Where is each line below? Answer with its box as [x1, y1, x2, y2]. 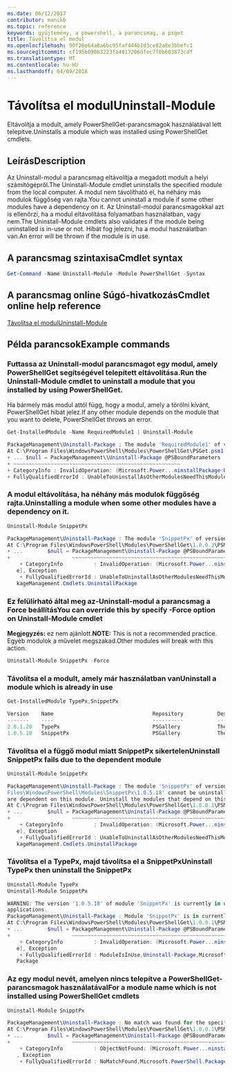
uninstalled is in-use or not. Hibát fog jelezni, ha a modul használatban [7, 225, 207, 233]
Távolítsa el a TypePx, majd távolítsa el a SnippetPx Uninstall [7, 857, 213, 866]
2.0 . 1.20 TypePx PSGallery [7, 723, 181, 730]
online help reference [7, 300, 101, 312]
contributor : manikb [7, 17, 67, 23]
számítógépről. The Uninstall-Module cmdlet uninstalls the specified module [7, 181, 222, 189]
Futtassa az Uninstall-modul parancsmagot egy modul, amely [7, 360, 218, 369]
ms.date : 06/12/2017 [7, 10, 67, 17]
